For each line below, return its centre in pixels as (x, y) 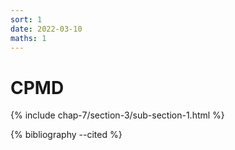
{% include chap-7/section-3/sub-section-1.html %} (117, 115)
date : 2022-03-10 (46, 29)
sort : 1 (26, 19)
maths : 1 (28, 38)
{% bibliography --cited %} (66, 135)
